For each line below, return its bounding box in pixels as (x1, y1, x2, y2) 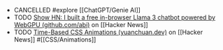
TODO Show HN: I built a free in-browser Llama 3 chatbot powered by (13, 13, 215, 22)
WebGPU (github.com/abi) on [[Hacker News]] (13, 21, 148, 28)
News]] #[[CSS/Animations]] (13, 35, 96, 44)
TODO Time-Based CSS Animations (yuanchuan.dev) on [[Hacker (13, 28, 203, 36)
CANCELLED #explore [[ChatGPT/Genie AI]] (13, 6, 141, 14)
